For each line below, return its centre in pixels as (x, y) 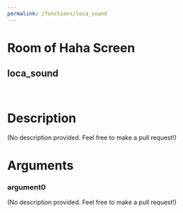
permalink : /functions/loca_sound (57, 14)
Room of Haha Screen (71, 48)
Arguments (41, 165)
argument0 (27, 187)
